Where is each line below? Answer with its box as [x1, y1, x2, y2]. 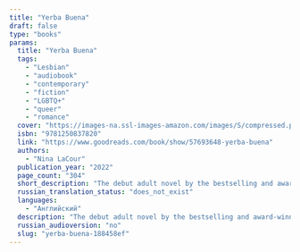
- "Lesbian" [25, 63, 70, 72]
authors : [17, 146, 50, 155]
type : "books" [9, 29, 62, 38]
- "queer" [25, 105, 62, 113]
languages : [17, 196, 58, 206]
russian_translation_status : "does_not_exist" [17, 188, 194, 197]
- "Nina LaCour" [25, 154, 87, 164]
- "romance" [25, 113, 70, 122]
